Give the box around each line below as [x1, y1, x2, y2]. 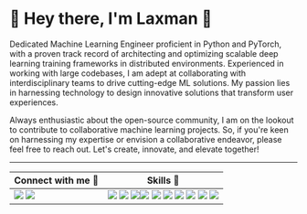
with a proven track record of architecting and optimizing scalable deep [9, 48, 279, 59]
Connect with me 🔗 [14, 174, 99, 187]
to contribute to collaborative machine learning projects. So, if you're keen [9, 123, 290, 135]
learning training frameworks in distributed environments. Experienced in [9, 58, 284, 69]
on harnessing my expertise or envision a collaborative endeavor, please [9, 134, 282, 144]
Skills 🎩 [146, 174, 180, 187]
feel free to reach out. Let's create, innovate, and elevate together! [9, 144, 259, 155]
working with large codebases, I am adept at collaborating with [9, 68, 247, 79]
